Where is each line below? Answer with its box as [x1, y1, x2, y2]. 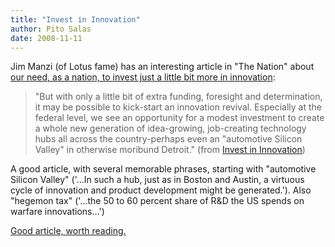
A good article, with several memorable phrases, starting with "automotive [10, 163, 317, 175]
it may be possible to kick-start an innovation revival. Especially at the [34, 101, 322, 113]
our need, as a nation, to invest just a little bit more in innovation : [10, 71, 276, 83]
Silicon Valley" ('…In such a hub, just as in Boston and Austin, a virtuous [10, 174, 305, 186]
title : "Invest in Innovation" [10, 14, 141, 25]
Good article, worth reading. [10, 225, 127, 237]
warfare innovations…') [10, 206, 105, 218]
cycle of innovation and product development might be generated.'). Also [10, 184, 312, 196]
